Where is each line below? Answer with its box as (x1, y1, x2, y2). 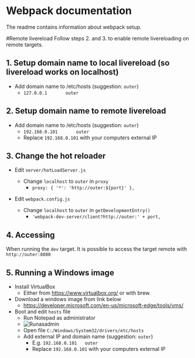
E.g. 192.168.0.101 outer (32, 339, 98, 346)
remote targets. (6, 41, 43, 48)
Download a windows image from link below (14, 296, 121, 302)
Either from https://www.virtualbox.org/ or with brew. (23, 289, 151, 296)
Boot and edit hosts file (14, 308, 71, 315)
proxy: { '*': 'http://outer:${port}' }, (32, 185, 135, 191)
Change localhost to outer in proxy (23, 178, 109, 185)
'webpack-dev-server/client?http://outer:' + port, (32, 214, 161, 220)
